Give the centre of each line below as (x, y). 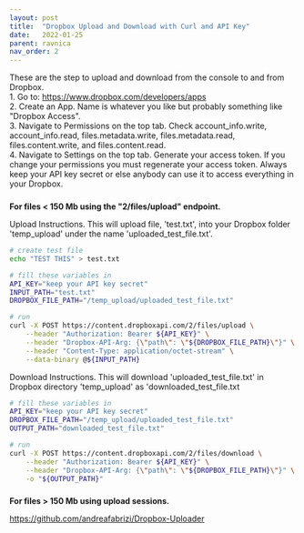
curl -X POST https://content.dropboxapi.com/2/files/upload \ (132, 326)
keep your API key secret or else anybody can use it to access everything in (152, 175)
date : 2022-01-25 (46, 35)
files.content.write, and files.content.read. (88, 146)
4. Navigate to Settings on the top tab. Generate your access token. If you (147, 155)
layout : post (34, 18)
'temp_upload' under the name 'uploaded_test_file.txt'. (111, 234)
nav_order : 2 (34, 52)
